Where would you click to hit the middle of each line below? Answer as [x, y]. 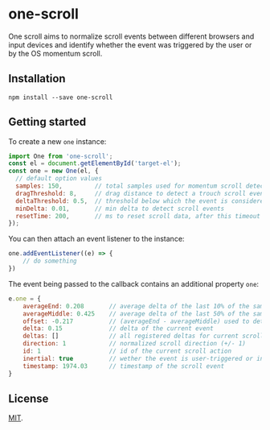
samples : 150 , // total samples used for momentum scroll [129, 186]
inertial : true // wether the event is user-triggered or [138, 358]
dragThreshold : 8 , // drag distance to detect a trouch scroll [131, 193]
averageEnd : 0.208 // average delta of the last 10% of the [136, 306]
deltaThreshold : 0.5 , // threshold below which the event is [122, 201]
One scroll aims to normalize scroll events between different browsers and [131, 36]
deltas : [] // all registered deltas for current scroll [143, 336]
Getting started [47, 122]
